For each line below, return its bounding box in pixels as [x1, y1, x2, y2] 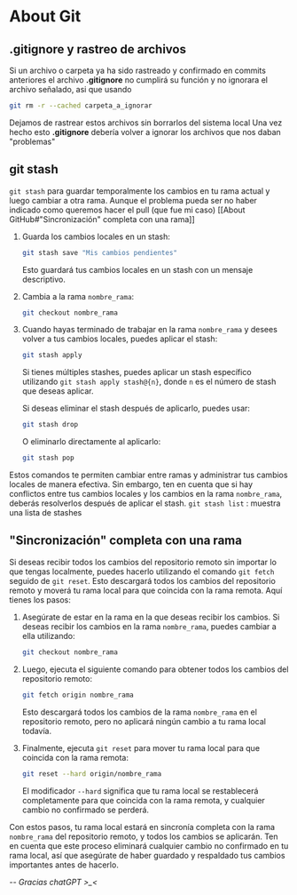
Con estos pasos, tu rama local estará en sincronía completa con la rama [9, 821, 276, 832]
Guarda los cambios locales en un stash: [21, 231, 170, 242]
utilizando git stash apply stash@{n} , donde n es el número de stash [21, 376, 277, 388]
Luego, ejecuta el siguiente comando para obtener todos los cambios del [21, 664, 289, 675]
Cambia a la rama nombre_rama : [21, 291, 135, 301]
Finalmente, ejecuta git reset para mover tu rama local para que [21, 742, 260, 753]
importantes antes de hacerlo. [9, 859, 120, 870]
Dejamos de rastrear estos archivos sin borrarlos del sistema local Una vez [9, 117, 283, 128]
